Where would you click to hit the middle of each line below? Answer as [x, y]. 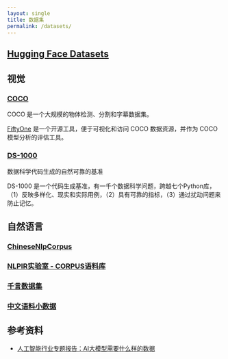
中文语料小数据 [32, 306]
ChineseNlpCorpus [40, 247]
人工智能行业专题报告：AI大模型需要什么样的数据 [86, 348]
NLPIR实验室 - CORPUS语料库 [56, 266]
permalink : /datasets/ [39, 26]
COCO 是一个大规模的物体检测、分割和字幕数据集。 [80, 114]
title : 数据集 [26, 20]
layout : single [29, 13]
